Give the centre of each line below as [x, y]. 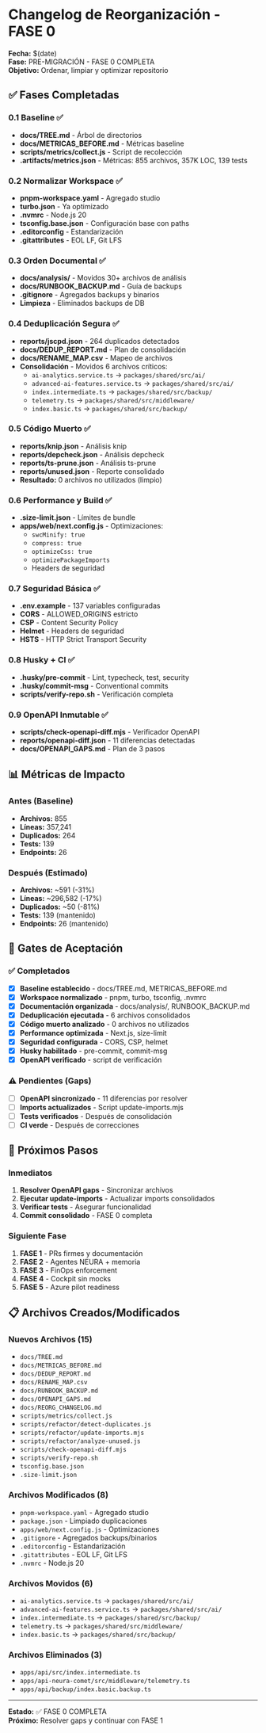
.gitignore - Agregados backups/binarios [88, 1537]
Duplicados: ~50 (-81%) [60, 907]
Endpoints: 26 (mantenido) [64, 923]
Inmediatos [30, 1173]
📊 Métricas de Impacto [66, 775]
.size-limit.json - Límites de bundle [78, 517]
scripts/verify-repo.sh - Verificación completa [97, 694]
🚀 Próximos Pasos [53, 1151]
